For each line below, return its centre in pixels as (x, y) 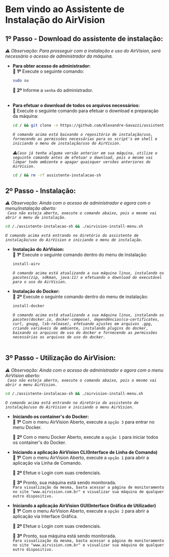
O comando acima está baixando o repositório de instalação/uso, (82, 134)
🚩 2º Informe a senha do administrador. (53, 90)
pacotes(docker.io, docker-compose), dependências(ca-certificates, (86, 320)
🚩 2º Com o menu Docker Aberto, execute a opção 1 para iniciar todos (85, 437)
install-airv (26, 264)
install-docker (29, 306)
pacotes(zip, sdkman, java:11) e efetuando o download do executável (87, 278)
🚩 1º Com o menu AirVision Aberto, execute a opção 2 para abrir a (81, 511)
